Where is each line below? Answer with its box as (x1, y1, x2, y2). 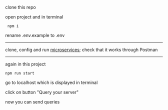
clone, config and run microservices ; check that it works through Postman (5, 47, 158, 52)
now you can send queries (5, 99, 60, 104)
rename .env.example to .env (5, 32, 65, 38)
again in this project (5, 61, 46, 67)
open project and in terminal (5, 14, 63, 19)
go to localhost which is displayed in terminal (5, 79, 98, 85)
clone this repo (5, 4, 36, 10)
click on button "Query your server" (5, 89, 79, 95)
